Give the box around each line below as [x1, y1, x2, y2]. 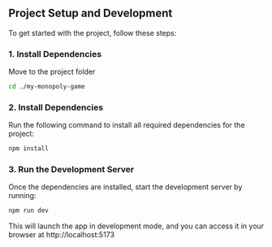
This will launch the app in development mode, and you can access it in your [8, 221, 265, 231]
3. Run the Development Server [8, 164, 135, 175]
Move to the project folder [8, 67, 96, 76]
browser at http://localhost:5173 [8, 230, 115, 240]
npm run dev [8, 206, 49, 214]
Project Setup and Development [8, 6, 173, 20]
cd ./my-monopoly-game [8, 83, 85, 91]
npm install [8, 145, 49, 153]
